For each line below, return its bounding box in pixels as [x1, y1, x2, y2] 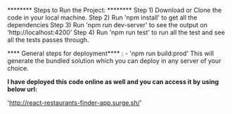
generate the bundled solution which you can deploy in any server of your [7, 57, 221, 65]
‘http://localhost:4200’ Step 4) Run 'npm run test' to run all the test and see [7, 28, 225, 36]
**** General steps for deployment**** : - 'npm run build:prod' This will [7, 49, 214, 57]
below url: [7, 85, 37, 93]
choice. [7, 64, 30, 72]
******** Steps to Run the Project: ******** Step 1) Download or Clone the [7, 6, 222, 14]
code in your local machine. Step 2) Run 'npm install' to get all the [7, 13, 198, 22]
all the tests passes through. [7, 36, 89, 44]
